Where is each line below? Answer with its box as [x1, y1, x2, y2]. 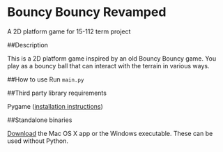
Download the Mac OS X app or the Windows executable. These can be [7, 129, 213, 137]
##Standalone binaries [7, 116, 72, 124]
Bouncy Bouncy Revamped [7, 4, 167, 20]
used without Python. [7, 137, 68, 145]
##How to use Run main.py [7, 75, 84, 84]
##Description [7, 40, 49, 49]
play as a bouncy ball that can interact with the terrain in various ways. [7, 61, 210, 70]
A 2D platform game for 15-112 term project [7, 27, 131, 36]
